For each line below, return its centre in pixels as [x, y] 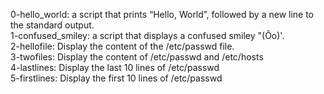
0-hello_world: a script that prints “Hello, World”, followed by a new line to [162, 14]
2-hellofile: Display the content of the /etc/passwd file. [122, 46]
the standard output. [52, 25]
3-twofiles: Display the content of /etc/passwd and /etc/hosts [137, 57]
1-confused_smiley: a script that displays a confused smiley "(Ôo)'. [147, 35]
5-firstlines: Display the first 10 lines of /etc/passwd [116, 78]
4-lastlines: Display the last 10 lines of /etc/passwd [115, 67]
